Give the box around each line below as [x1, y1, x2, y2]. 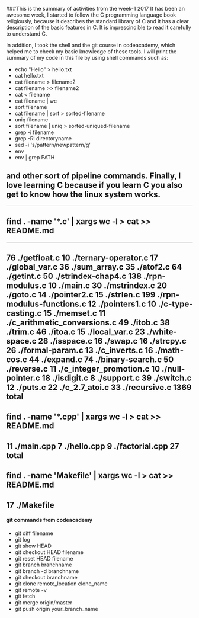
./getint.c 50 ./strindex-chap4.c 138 [6, 271, 142, 281]
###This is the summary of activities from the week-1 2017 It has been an [6, 5, 185, 12]
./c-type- [158, 299, 193, 309]
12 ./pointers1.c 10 [88, 299, 157, 309]
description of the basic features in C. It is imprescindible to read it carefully [6, 24, 191, 31]
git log [14, 536, 31, 543]
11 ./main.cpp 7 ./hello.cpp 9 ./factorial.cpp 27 [6, 441, 179, 451]
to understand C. [6, 30, 47, 37]
